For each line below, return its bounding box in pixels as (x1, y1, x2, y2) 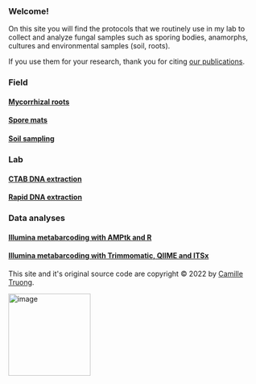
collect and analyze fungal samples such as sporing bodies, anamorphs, (8, 32, 248, 42)
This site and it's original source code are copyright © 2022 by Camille (8, 269, 244, 278)
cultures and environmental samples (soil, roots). (8, 41, 171, 51)
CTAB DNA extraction (8, 173, 82, 183)
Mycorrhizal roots (8, 97, 70, 106)
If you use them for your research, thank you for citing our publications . (8, 56, 246, 66)
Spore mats (8, 115, 48, 125)
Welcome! (8, 6, 50, 17)
